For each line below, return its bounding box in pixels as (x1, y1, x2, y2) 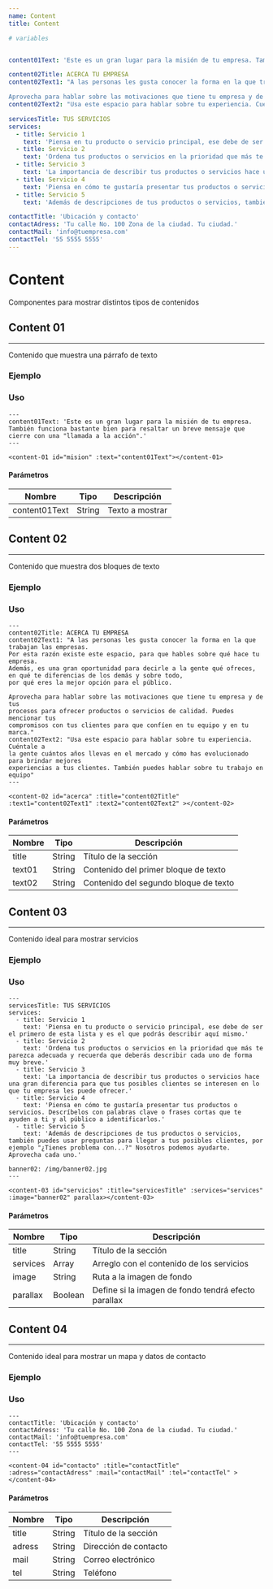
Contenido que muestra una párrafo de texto (8, 350, 158, 360)
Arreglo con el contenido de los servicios (92, 1258, 249, 1270)
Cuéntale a (8, 743, 45, 751)
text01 (12, 864, 38, 876)
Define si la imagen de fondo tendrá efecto (92, 1284, 256, 1296)
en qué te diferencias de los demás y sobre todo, (8, 671, 184, 679)
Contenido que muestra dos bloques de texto (8, 561, 160, 571)
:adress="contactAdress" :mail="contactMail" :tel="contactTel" (8, 1469, 231, 1477)
